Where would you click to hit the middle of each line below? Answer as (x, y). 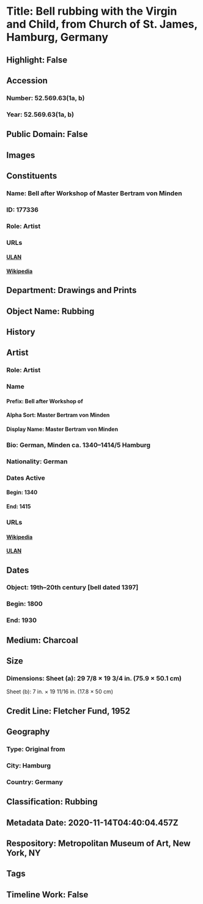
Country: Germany (35, 782)
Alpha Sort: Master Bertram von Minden (58, 415)
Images (21, 155)
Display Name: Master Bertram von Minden (62, 429)
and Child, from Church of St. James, (102, 24)
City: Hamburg (28, 765)
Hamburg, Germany (57, 37)
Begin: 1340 (22, 492)
